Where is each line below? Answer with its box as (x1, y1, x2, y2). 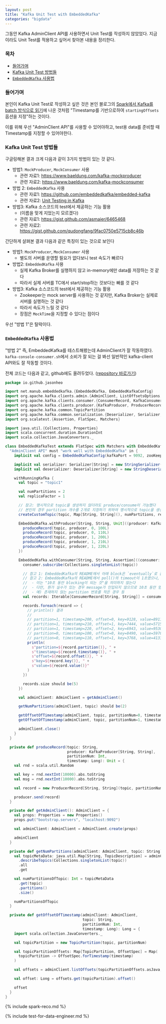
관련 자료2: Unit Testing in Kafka (19, 198, 85, 204)
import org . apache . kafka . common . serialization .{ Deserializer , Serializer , (5, 412, 163, 417)
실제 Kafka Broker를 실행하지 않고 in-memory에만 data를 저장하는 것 (19, 268, 154, 273)
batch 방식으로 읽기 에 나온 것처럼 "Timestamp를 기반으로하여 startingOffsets (5, 107, 159, 113)
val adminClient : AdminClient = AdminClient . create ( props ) (14, 826, 138, 831)
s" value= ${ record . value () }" (31, 663, 90, 668)
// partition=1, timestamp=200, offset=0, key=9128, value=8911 (27, 617, 163, 622)
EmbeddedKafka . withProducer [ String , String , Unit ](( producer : (18, 521, 149, 526)
